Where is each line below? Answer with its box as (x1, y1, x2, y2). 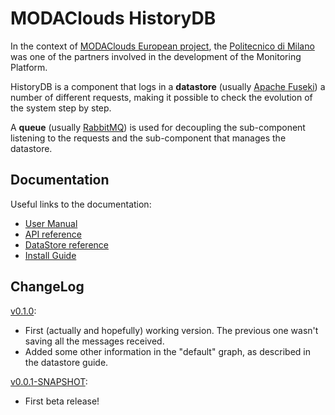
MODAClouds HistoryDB (10, 7, 217, 30)
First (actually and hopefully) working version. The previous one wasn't (24, 324, 319, 336)
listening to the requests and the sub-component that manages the (10, 132, 287, 144)
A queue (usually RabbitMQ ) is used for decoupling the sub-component (10, 121, 306, 133)
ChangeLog (10, 278, 85, 296)
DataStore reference (24, 238, 109, 251)
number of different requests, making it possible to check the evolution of (10, 91, 313, 103)
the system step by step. (10, 102, 112, 114)
